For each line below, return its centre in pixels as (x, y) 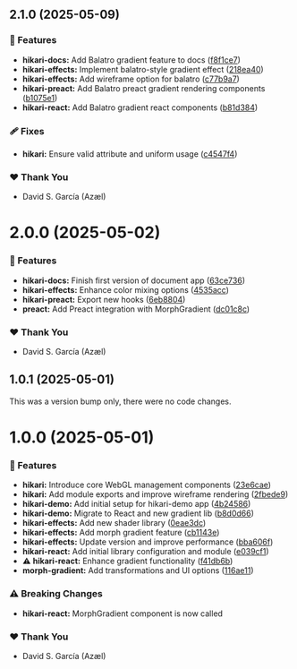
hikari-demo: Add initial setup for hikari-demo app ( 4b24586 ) (136, 504)
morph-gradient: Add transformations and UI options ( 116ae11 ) (138, 570)
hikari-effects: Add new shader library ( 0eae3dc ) (114, 523)
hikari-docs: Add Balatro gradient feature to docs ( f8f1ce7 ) (132, 60)
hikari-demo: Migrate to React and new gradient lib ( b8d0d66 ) (138, 513)
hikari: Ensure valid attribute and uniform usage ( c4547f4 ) (130, 154)
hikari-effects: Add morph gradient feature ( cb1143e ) (121, 533)
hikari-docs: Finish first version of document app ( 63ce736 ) (134, 280)
